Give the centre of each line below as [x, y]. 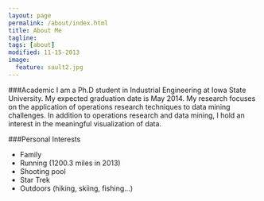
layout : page [30, 15]
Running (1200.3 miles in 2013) [70, 163]
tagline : [23, 38]
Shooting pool [43, 171]
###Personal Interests [45, 139]
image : [19, 60]
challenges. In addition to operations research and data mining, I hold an [126, 115]
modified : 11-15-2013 [44, 52]
